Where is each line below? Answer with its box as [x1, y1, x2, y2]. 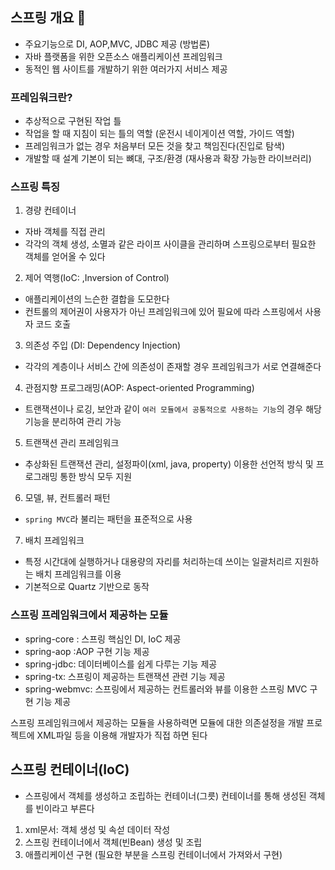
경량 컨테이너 [24, 204, 77, 217]
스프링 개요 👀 [10, 9, 87, 27]
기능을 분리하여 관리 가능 [24, 416, 122, 428]
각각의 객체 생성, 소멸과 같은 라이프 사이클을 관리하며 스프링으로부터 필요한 [24, 238, 317, 250]
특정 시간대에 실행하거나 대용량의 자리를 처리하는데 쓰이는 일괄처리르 [24, 556, 293, 568]
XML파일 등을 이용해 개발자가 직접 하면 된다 [36, 729, 208, 741]
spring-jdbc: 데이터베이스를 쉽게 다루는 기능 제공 [24, 658, 218, 670]
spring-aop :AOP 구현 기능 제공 [24, 645, 150, 657]
